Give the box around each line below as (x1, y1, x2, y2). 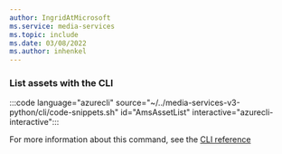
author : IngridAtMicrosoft (9, 13, 111, 23)
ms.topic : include (9, 30, 79, 39)
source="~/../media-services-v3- (116, 97, 241, 109)
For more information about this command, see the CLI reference (9, 134, 251, 145)
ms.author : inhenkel (9, 47, 88, 56)
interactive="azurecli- (192, 107, 274, 118)
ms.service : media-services (9, 22, 116, 31)
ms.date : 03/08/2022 (9, 38, 88, 48)
